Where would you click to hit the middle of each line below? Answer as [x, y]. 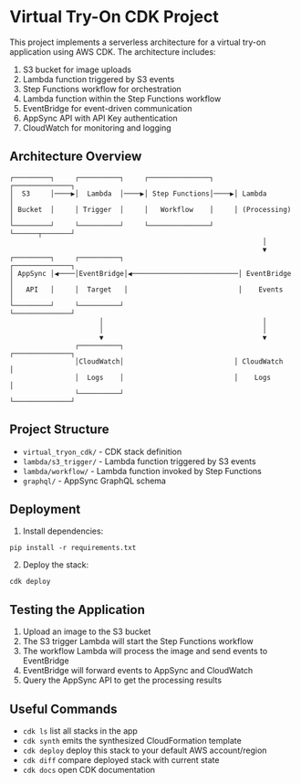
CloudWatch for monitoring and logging [97, 127]
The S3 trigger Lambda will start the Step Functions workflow [138, 641]
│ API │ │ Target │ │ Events [146, 290]
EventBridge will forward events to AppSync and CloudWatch [138, 671]
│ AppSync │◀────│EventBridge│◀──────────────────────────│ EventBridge [150, 273]
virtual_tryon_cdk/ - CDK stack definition [102, 451]
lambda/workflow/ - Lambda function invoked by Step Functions [142, 471]
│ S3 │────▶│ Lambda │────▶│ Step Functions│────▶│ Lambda [138, 194]
